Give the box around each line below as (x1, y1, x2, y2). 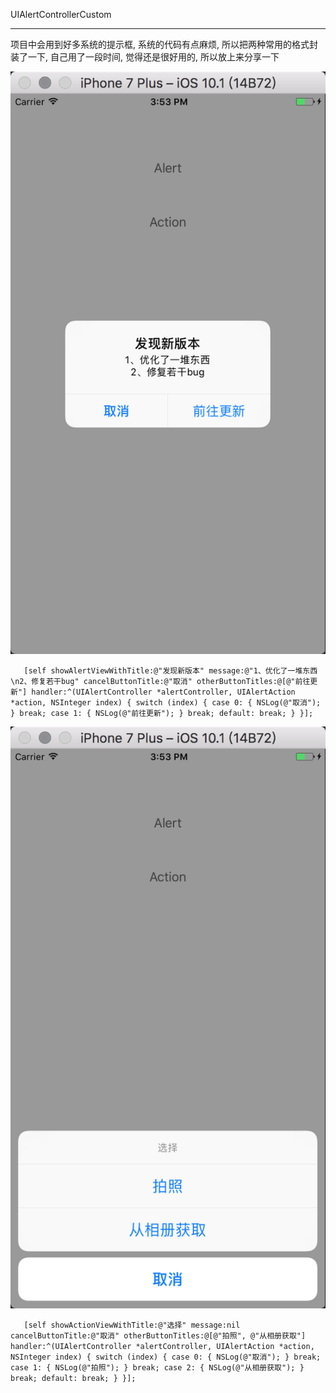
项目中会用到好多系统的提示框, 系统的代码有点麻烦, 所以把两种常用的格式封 (10, 39, 318, 50)
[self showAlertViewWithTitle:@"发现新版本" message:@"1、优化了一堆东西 (23, 665, 318, 676)
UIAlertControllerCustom (10, 9, 112, 20)
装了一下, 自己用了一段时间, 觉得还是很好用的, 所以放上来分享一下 (10, 51, 280, 63)
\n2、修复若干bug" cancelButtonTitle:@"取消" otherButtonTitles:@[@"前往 (10, 676, 311, 686)
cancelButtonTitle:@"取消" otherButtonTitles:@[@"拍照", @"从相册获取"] (10, 1331, 307, 1341)
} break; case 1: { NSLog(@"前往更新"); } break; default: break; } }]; (10, 708, 314, 718)
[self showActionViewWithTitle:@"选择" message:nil (23, 1320, 241, 1331)
